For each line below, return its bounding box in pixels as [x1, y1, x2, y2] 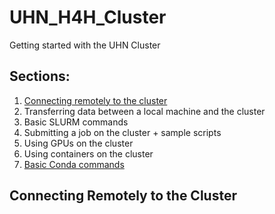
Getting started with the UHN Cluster [9, 39, 161, 51]
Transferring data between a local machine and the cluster [23, 105, 266, 117]
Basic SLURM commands [23, 116, 129, 128]
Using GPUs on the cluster [23, 137, 134, 149]
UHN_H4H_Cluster [9, 6, 167, 29]
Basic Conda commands [23, 158, 125, 170]
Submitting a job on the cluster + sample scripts [23, 126, 222, 138]
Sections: [9, 68, 71, 85]
